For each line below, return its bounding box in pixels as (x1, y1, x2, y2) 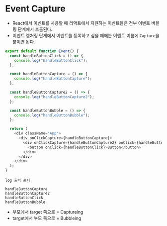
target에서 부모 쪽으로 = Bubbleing (12, 215, 82, 222)
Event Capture (5, 3, 66, 14)
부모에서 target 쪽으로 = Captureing (12, 209, 83, 215)
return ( (9, 126, 28, 131)
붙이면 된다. (12, 38, 36, 45)
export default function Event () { (5, 48, 79, 54)
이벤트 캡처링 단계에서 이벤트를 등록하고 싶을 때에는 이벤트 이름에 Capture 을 (12, 32, 160, 38)
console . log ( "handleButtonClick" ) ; (14, 58, 88, 63)
